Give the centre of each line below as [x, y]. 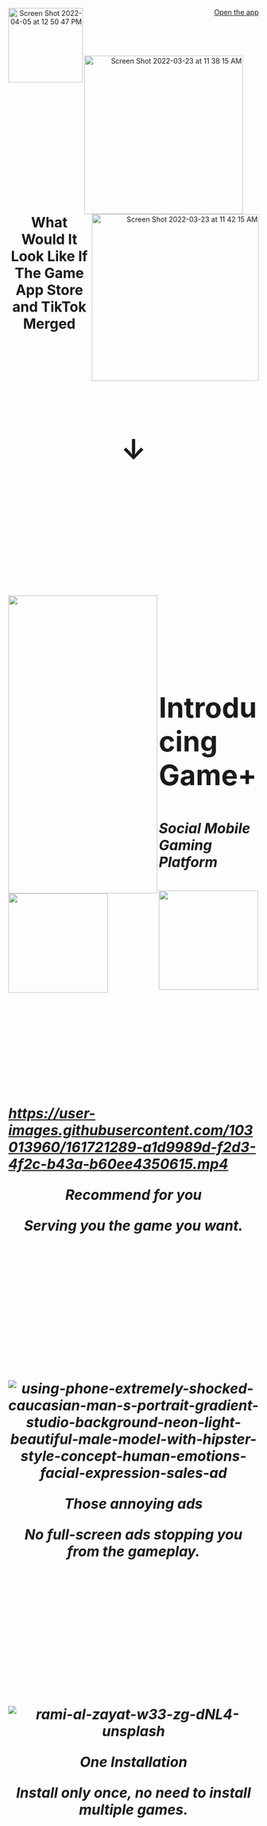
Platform [188, 863]
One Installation [133, 1762]
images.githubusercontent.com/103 [131, 1130]
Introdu [208, 708]
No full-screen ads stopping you [133, 1534]
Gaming [185, 845]
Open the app [236, 12]
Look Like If [49, 256]
